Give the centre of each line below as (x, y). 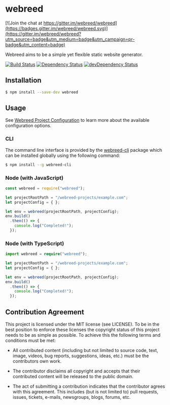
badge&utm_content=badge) (35, 44)
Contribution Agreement (45, 312)
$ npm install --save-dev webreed (42, 92)
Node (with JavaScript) (34, 178)
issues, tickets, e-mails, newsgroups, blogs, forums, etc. (72, 397)
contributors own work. (37, 361)
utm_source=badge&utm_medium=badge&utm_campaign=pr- (70, 39)
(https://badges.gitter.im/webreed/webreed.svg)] (57, 28)
